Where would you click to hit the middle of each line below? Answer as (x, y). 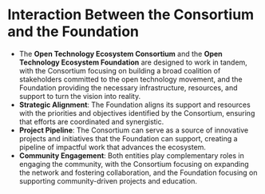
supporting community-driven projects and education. (108, 180)
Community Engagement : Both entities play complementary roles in (131, 155)
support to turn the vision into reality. (80, 96)
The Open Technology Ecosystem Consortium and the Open (121, 53)
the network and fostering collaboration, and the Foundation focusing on (138, 172)
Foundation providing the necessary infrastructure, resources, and (128, 87)
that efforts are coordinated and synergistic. (91, 121)
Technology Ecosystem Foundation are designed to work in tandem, (133, 62)
